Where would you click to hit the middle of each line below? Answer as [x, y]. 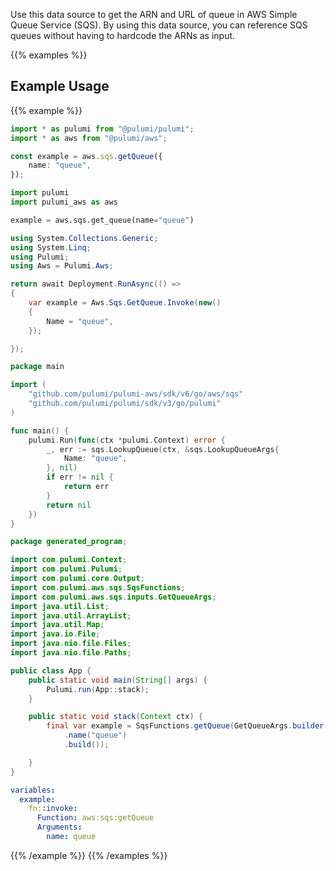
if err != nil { [80, 477]
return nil [69, 505]
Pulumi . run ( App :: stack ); [98, 689]
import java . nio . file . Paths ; [71, 653]
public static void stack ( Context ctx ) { [115, 717]
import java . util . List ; [60, 606]
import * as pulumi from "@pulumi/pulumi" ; [102, 129]
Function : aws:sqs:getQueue [95, 818]
